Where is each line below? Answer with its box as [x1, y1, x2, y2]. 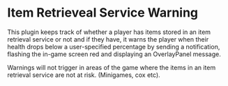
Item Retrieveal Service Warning [7, 5, 199, 21]
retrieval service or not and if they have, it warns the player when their [7, 35, 209, 43]
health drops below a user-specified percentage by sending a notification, [7, 42, 220, 51]
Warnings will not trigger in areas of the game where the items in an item [7, 63, 216, 71]
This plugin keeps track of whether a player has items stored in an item [7, 28, 211, 36]
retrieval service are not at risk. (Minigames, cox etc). [7, 71, 160, 79]
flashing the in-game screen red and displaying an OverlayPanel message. [7, 50, 221, 58]
